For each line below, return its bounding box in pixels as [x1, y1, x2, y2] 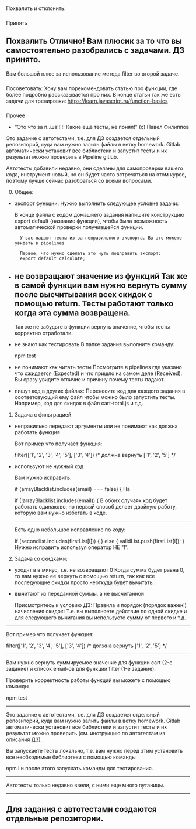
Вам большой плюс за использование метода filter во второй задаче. [6, 70, 180, 77]
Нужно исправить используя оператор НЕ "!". [14, 544, 129, 551]
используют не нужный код [14, 463, 84, 470]
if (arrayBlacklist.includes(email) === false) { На [14, 486, 130, 493]
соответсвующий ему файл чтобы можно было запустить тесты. [14, 394, 176, 401]
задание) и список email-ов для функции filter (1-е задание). [6, 666, 156, 673]
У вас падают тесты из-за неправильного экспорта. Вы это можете [20, 235, 182, 241]
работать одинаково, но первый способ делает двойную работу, [14, 503, 177, 510]
